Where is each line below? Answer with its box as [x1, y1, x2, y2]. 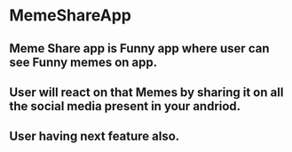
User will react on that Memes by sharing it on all [9, 84, 284, 100]
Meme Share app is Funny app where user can [9, 41, 270, 56]
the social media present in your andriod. [9, 99, 241, 114]
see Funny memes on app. [9, 54, 158, 69]
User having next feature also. [9, 129, 180, 144]
